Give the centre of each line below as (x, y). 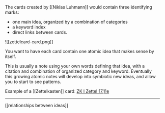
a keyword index (29, 27)
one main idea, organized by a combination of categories (70, 22)
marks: (12, 12)
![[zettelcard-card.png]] (29, 42)
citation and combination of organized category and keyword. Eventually (79, 71)
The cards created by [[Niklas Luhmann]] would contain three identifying (79, 7)
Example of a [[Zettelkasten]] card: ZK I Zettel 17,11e (57, 91)
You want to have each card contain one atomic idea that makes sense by (80, 51)
